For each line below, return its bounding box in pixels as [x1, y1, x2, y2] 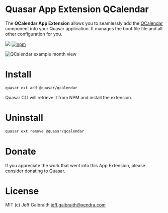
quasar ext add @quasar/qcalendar [5, 85, 78, 90]
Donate [5, 146, 36, 157]
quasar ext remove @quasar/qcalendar [5, 128, 85, 134]
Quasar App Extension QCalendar [5, 4, 149, 15]
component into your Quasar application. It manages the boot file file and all [5, 25, 162, 31]
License [5, 185, 39, 197]
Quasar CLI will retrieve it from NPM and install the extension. [5, 94, 132, 100]
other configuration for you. [5, 31, 63, 37]
